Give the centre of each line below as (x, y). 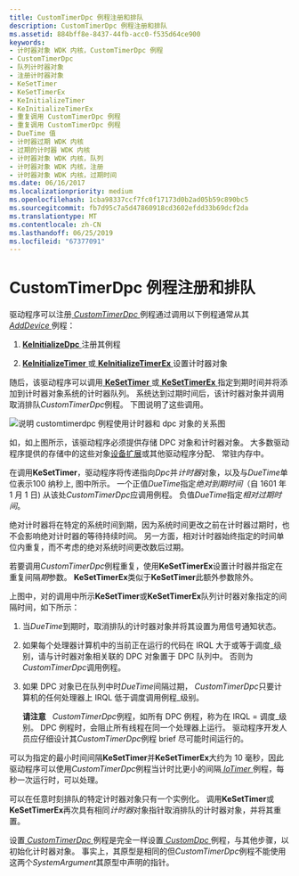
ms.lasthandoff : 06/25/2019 (61, 233)
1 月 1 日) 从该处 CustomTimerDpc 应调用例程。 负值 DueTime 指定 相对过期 (141, 495)
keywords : (28, 42)
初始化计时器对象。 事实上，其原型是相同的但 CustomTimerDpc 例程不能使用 (148, 851)
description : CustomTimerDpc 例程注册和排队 (88, 26)
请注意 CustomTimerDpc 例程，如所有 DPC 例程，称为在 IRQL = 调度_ (150, 716)
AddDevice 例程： (42, 325)
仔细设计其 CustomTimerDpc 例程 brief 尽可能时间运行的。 (143, 739)
